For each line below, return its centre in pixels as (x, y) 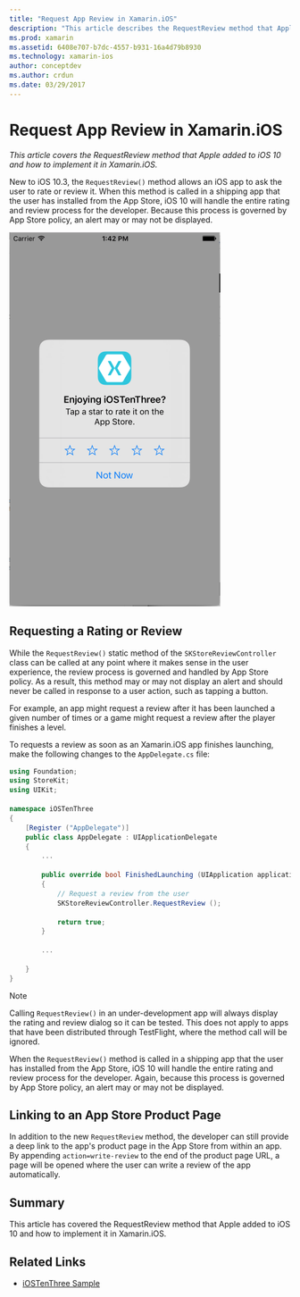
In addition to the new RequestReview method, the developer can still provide (149, 1137)
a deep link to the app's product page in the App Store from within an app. (146, 1146)
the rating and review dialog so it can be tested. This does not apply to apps (149, 1022)
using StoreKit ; (39, 781)
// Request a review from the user (123, 893)
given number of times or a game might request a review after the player (142, 717)
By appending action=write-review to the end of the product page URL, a (145, 1156)
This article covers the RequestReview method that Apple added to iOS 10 (145, 155)
